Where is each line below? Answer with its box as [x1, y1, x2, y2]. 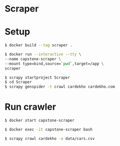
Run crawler [5, 101, 56, 113]
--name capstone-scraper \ [5, 56, 61, 61]
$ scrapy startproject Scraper [5, 75, 70, 80]
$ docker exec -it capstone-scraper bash [5, 127, 93, 132]
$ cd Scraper [5, 80, 32, 85]
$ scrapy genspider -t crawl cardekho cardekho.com [5, 84, 115, 90]
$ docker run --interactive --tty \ [5, 52, 81, 57]
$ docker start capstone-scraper [5, 118, 75, 123]
